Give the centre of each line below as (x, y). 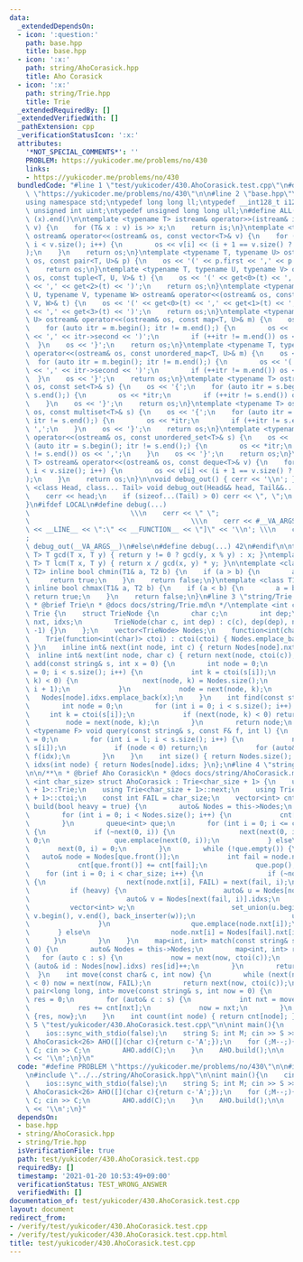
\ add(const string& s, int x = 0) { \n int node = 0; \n (147, 664)
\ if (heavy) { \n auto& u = (142, 890)
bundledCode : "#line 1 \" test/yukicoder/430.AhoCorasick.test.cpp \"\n (153, 186)
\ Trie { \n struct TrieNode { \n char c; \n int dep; (159, 614)
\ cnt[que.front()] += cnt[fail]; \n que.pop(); (161, 866)
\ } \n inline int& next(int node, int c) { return (129, 647)
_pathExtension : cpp (56, 127)
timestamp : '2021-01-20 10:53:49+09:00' (94, 1176)
